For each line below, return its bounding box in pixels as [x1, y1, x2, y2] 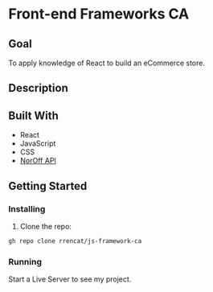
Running [8, 256, 43, 267]
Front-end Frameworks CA [8, 5, 190, 23]
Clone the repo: [19, 221, 72, 231]
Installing [8, 203, 46, 214]
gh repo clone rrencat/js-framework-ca [8, 236, 142, 245]
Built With [8, 109, 59, 122]
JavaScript [19, 138, 56, 149]
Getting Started [8, 179, 88, 193]
